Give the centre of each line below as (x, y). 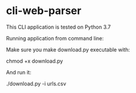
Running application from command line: (55, 38)
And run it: (19, 72)
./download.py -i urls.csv (36, 84)
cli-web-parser (44, 11)
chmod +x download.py (35, 61)
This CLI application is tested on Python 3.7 (59, 27)
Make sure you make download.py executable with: (68, 49)
